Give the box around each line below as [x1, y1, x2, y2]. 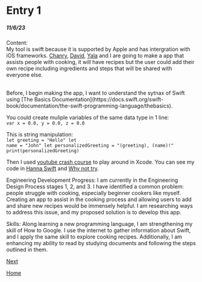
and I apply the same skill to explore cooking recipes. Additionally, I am [6, 233, 183, 240]
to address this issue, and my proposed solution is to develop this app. [6, 209, 182, 216]
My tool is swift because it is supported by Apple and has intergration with [6, 46, 191, 53]
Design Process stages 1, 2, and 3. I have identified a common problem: [6, 183, 184, 190]
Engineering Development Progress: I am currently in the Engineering [6, 176, 178, 184]
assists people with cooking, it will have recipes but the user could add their [6, 59, 195, 66]
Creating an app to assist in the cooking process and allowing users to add [6, 196, 192, 203]
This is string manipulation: [6, 131, 74, 138]
